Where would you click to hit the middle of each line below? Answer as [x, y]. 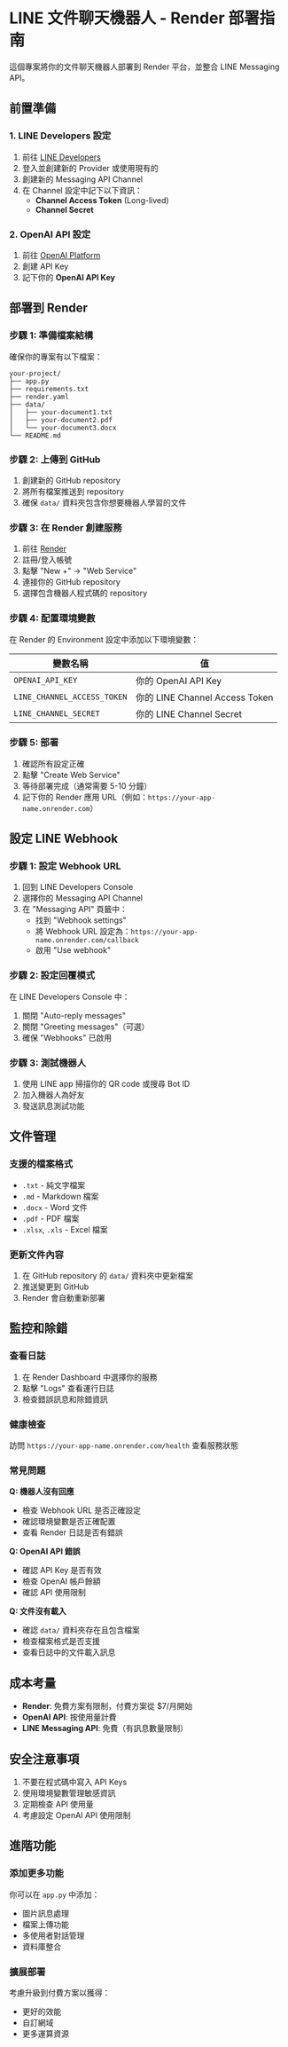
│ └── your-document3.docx [63, 428]
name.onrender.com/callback [87, 941]
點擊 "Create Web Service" [71, 775]
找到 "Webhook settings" [81, 920]
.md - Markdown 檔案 [60, 1196]
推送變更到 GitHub [55, 1287]
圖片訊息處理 [45, 1913]
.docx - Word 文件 [54, 1207]
